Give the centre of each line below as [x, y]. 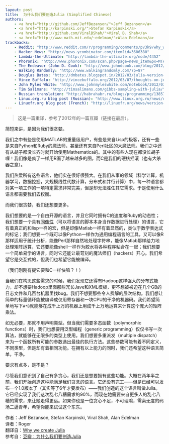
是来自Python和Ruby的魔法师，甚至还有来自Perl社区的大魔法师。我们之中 [81, 146]
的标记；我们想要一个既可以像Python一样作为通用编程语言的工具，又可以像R [84, 235]
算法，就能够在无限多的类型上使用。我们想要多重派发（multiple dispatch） [82, 336]
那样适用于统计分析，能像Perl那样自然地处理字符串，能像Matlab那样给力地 [82, 241]
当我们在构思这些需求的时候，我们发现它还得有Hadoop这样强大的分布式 [80, 281]
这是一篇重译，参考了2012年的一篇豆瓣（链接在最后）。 [74, 118]
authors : [14, 19]
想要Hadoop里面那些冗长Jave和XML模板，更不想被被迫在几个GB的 [92, 287]
